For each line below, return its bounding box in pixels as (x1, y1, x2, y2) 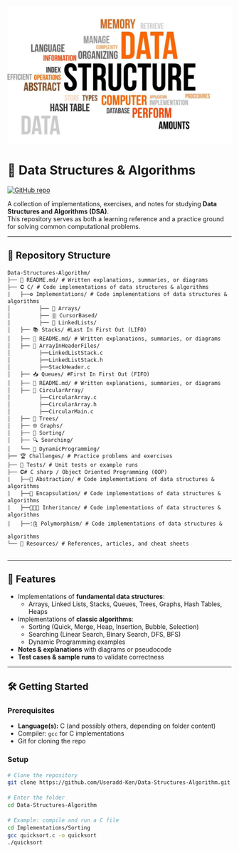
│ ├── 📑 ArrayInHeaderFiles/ (7, 342, 100, 349)
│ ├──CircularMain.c (7, 408, 94, 415)
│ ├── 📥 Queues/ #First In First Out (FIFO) (7, 371, 151, 378)
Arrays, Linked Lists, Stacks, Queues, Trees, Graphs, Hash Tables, (28, 600, 223, 608)
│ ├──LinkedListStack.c (7, 349, 103, 356)
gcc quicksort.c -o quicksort (7, 832, 97, 839)
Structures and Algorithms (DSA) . (7, 207, 109, 216)
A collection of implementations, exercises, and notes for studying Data (7, 200, 217, 208)
